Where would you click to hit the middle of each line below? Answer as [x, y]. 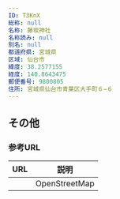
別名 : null [25, 45]
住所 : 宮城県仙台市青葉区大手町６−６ [60, 89]
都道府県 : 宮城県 [32, 52]
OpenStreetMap [65, 184]
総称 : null [25, 23]
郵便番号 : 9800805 [36, 81]
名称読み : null [31, 38]
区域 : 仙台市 [26, 60]
